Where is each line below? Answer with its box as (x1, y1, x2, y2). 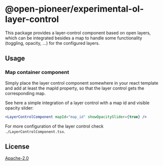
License (5, 142, 30, 150)
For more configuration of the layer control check (5, 123, 104, 129)
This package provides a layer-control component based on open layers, (5, 30, 151, 36)
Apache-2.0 (5, 155, 29, 161)
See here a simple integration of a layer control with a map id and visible (5, 100, 150, 106)
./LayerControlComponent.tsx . (5, 128, 66, 134)
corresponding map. (5, 90, 46, 96)
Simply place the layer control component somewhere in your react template (5, 80, 159, 86)
